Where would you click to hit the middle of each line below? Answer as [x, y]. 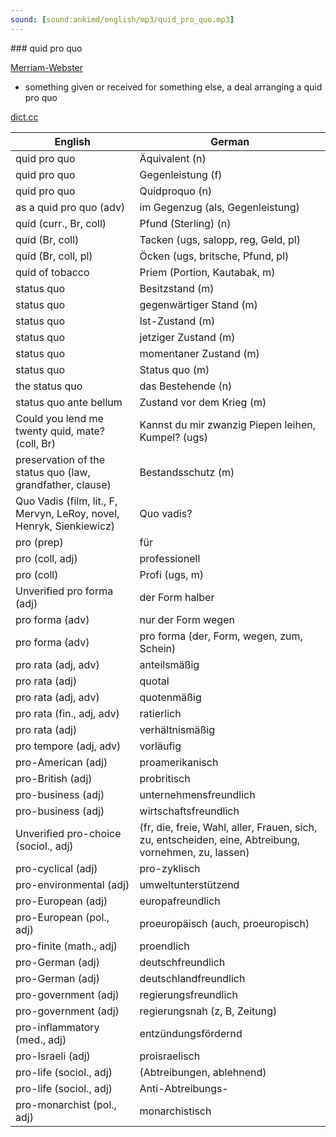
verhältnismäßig [177, 729]
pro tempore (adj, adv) [68, 746]
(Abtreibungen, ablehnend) [203, 1072]
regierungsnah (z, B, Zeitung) [208, 1011]
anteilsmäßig [169, 664]
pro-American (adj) [61, 762]
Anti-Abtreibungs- [184, 1088]
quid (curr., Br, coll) [61, 223]
